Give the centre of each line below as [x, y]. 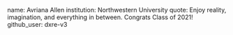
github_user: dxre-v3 [37, 24]
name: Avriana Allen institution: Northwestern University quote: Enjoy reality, [117, 10]
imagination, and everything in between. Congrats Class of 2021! [100, 17]
